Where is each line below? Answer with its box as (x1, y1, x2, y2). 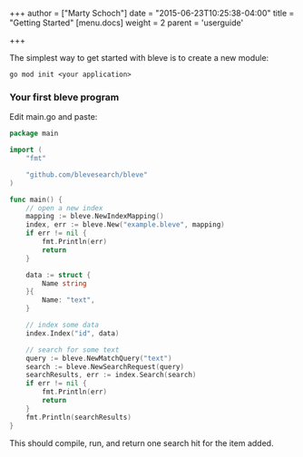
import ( (9, 145, 43, 155)
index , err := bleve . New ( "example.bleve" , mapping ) (25, 220, 225, 229)
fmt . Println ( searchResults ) (25, 413, 132, 422)
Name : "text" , (42, 296, 95, 305)
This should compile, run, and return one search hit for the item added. (9, 437, 274, 448)
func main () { (9, 195, 64, 204)
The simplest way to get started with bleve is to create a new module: (9, 53, 269, 63)
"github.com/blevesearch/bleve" (25, 170, 148, 180)
